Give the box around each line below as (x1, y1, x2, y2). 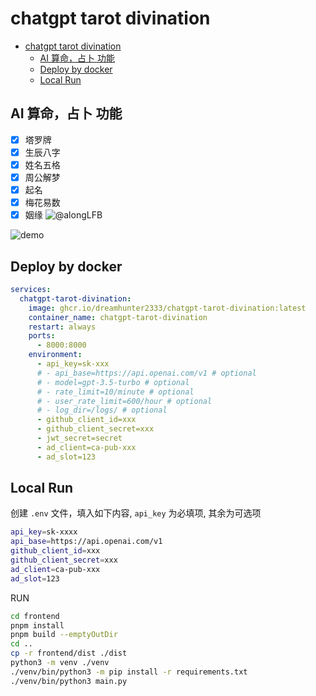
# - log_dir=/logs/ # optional (36, 405, 168, 416)
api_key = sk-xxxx (10, 527, 78, 537)
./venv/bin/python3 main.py (10, 676, 128, 686)
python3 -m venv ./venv (10, 658, 110, 668)
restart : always (28, 322, 97, 332)
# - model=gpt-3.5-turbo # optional (36, 377, 190, 387)
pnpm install (10, 620, 65, 631)
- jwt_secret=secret (36, 433, 123, 443)
